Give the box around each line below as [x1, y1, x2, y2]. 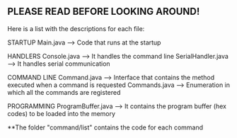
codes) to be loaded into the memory [7, 109, 115, 117]
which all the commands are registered [7, 88, 121, 96]
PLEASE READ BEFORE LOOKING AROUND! [7, 6, 200, 18]
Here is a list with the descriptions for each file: [7, 24, 145, 33]
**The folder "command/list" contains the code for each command [7, 123, 204, 132]
